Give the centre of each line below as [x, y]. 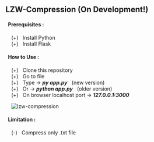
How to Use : [24, 57]
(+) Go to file [28, 76]
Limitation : [22, 120]
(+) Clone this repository [42, 70]
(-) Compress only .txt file [43, 133]
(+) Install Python [33, 37]
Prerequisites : [26, 24]
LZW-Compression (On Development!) [77, 10]
